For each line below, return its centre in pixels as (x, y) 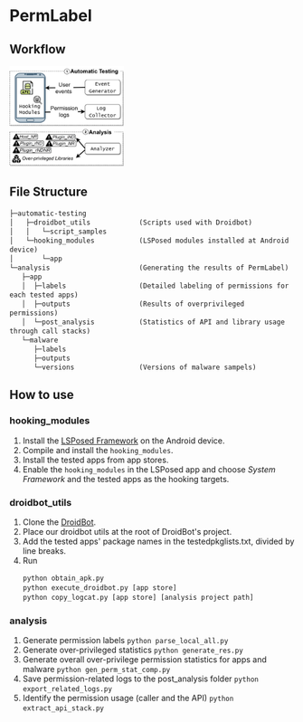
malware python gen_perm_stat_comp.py (96, 669)
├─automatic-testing (48, 214)
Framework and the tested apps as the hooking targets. (126, 479)
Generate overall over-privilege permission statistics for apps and (144, 659)
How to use (42, 395)
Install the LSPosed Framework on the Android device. (123, 441)
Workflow (38, 49)
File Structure (48, 191)
